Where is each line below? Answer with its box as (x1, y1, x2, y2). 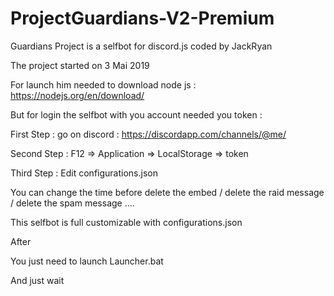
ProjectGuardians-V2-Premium (10, 7, 275, 30)
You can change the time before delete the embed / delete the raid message (10, 186, 325, 198)
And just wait (10, 274, 65, 286)
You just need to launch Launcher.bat (10, 255, 164, 267)
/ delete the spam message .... (10, 197, 135, 209)
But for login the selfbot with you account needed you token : (10, 108, 263, 121)
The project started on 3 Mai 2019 (10, 59, 150, 71)
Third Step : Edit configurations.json (10, 167, 158, 179)
